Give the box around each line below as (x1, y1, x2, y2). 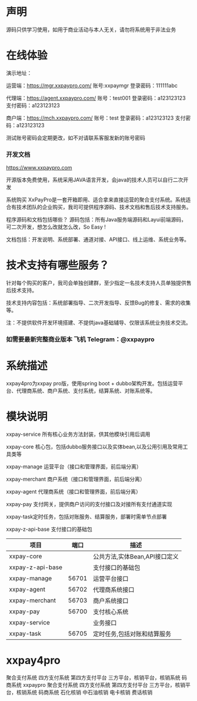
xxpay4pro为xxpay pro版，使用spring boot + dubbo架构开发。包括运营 (6, 379, 178, 386)
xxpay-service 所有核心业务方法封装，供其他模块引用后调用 (6, 431, 151, 438)
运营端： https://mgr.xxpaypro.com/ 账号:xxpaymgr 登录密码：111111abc (6, 82, 178, 89)
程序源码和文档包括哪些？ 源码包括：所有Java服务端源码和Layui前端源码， (6, 216, 187, 223)
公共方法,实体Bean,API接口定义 (93, 552, 179, 560)
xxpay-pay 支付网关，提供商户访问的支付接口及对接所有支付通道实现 (6, 500, 172, 507)
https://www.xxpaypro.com (6, 164, 72, 171)
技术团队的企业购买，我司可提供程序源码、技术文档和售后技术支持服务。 (16, 204, 192, 211)
